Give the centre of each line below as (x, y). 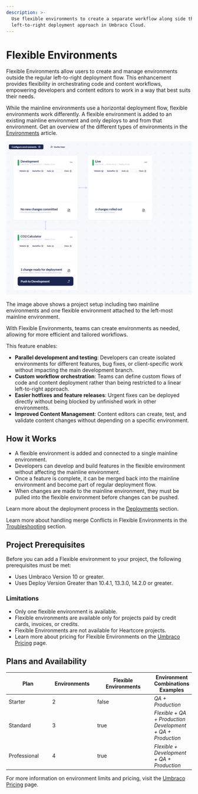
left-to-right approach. (42, 389)
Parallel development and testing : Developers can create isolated (95, 357)
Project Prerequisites (46, 545)
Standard (20, 725)
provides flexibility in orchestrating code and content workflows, (84, 84)
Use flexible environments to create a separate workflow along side (98, 19)
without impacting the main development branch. (74, 370)
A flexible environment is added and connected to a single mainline (96, 453)
